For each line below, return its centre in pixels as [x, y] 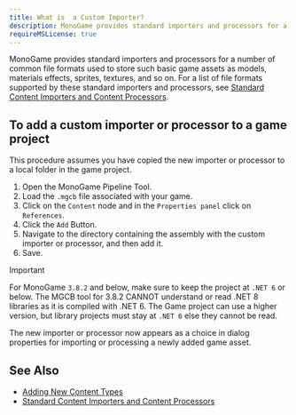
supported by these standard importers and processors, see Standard [136, 88]
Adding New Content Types [73, 391]
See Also [34, 370]
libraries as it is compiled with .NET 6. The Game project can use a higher [143, 307]
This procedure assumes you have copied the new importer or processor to [147, 160]
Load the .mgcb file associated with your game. [107, 196]
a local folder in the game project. [70, 170]
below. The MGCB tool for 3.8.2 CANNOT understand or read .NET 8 [134, 297]
